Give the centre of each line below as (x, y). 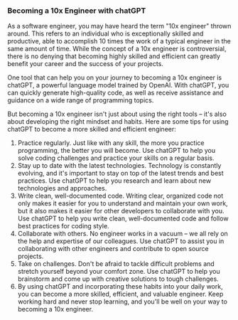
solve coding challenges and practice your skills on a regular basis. (116, 158)
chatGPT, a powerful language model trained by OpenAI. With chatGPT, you (118, 85)
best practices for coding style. (63, 226)
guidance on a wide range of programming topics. (81, 100)
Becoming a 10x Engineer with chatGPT (77, 11)
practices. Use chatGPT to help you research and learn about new (114, 181)
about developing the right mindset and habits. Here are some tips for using (118, 122)
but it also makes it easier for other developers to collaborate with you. (121, 211)
